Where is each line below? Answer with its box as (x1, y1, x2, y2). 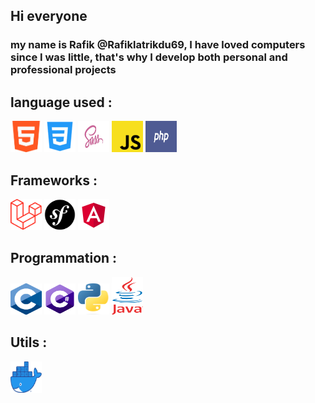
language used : (10, 94, 113, 111)
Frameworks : (10, 172, 98, 189)
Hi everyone (10, 8, 88, 25)
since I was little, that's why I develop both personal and (10, 50, 288, 64)
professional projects (10, 63, 117, 77)
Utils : (10, 334, 48, 351)
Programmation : (10, 250, 118, 267)
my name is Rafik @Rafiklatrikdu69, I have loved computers (10, 38, 306, 52)
